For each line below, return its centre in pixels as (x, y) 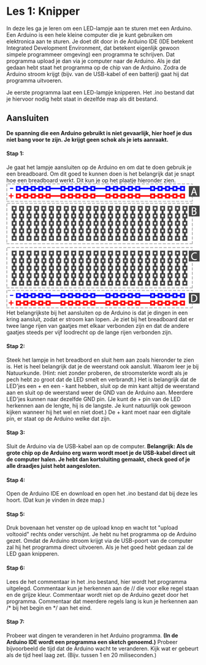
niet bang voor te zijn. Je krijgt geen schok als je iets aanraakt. (87, 139)
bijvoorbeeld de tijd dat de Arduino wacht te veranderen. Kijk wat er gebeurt (102, 648)
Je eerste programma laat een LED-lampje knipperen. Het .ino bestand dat (100, 92)
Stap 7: (15, 622)
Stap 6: (16, 568)
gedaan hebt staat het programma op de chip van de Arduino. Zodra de (97, 67)
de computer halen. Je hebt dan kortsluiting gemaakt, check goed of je (98, 459)
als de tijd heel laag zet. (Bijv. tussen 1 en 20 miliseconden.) (82, 655)
